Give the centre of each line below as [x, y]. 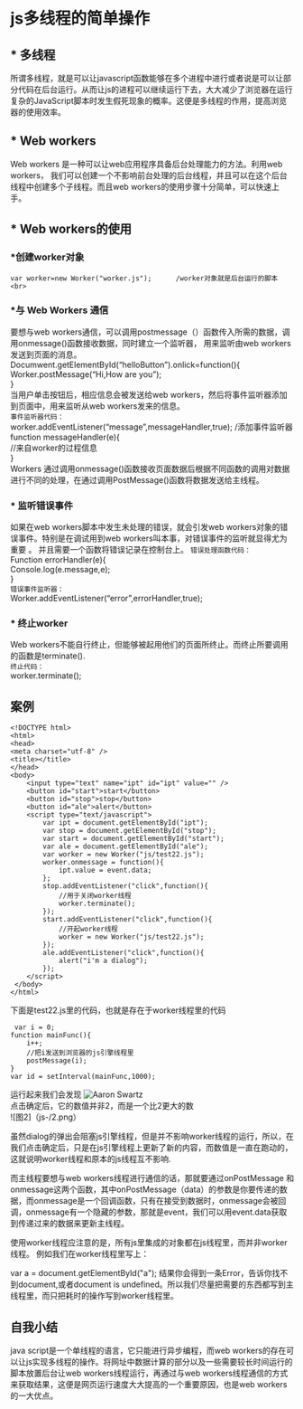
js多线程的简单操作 [80, 19]
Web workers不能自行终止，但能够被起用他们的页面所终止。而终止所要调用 [150, 645]
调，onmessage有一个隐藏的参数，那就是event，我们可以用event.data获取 [149, 1212]
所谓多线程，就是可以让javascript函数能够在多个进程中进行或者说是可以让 [147, 78]
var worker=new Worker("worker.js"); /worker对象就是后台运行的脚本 [144, 278]
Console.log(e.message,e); [60, 570]
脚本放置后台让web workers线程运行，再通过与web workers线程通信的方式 [149, 1373]
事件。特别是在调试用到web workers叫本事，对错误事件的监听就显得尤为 [152, 538]
